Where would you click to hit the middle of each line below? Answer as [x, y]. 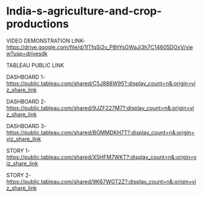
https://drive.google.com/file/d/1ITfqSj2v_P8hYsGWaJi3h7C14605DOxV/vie [100, 47]
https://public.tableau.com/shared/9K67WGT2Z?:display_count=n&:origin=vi [101, 181]
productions [38, 24]
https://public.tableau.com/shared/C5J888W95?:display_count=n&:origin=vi [101, 83]
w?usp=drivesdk [27, 53]
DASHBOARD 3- [26, 126]
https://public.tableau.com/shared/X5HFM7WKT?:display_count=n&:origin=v [101, 157]
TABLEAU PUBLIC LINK [35, 65]
